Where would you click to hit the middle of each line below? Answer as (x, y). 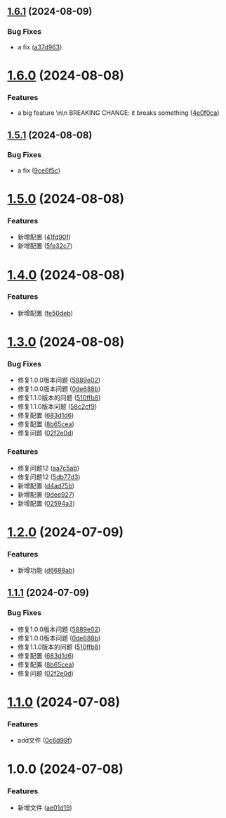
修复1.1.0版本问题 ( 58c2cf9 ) (57, 407)
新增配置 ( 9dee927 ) (46, 494)
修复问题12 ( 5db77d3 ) (49, 477)
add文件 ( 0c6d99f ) (45, 740)
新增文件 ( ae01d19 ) (45, 807)
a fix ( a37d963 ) (40, 47)
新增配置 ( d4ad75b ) (46, 485)
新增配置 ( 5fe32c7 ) (45, 246)
